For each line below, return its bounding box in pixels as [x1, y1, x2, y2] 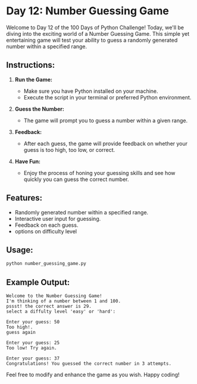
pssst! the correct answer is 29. [6, 304, 92, 310]
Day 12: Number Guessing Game [6, 4, 170, 18]
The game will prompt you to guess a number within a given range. [23, 117, 188, 124]
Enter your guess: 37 [6, 355, 60, 361]
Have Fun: [14, 158, 40, 165]
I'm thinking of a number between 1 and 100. [6, 298, 121, 304]
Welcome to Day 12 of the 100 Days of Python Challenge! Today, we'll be [6, 24, 185, 31]
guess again [6, 329, 36, 336]
